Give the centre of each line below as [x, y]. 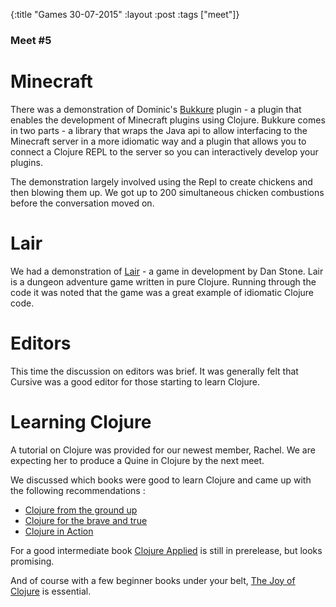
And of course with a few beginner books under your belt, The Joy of [153, 580]
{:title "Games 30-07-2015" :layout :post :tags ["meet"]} [125, 14]
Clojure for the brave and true [86, 520]
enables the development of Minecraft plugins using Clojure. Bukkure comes [168, 120]
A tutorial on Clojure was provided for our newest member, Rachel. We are [163, 450]
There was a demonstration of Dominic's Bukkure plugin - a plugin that [156, 109]
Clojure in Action [59, 531]
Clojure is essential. [51, 591]
